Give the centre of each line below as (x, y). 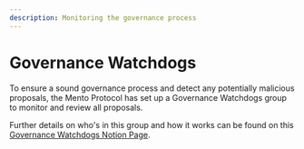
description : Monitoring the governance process (103, 18)
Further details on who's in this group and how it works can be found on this (152, 124)
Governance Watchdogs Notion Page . (80, 134)
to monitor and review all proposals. (76, 107)
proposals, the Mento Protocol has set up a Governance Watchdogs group (148, 97)
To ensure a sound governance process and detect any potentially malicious (152, 88)
